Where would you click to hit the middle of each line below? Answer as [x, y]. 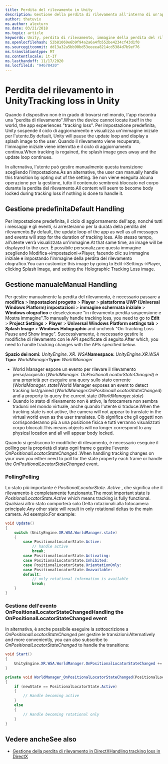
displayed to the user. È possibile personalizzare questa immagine [73, 247]
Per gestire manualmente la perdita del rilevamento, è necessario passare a [83, 297]
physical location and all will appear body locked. [63, 433]
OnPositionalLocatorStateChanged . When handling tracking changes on [79, 453]
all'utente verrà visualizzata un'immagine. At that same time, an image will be [84, 242]
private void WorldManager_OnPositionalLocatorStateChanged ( [70, 677]
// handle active [50, 547]
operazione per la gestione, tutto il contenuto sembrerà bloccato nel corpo [82, 183]
